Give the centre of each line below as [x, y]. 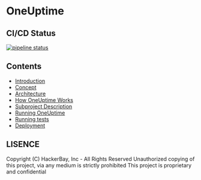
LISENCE [23, 144]
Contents [24, 66]
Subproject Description [43, 106]
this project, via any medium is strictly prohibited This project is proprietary [99, 165]
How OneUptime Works [44, 100]
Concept [26, 87]
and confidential [26, 172]
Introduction [30, 81]
